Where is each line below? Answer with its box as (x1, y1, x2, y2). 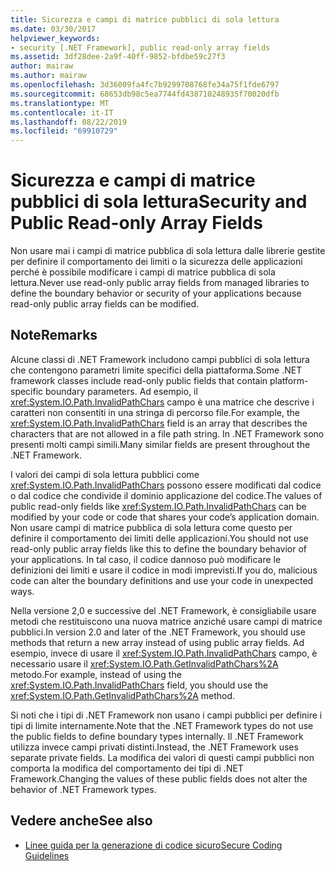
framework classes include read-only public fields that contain (10, 374, 268, 386)
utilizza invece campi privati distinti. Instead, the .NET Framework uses (10, 741, 299, 753)
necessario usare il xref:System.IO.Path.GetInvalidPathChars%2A (10, 657, 279, 670)
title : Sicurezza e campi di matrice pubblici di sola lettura (10, 14, 280, 25)
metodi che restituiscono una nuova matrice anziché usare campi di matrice (10, 615, 323, 627)
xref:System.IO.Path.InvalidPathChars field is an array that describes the (10, 417, 308, 429)
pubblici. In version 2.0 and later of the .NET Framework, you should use (10, 626, 306, 638)
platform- (269, 374, 309, 386)
